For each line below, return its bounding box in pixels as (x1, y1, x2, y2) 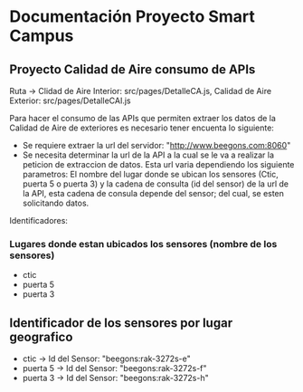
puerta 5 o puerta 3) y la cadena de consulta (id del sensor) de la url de (22, 178, 289, 189)
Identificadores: (9, 215, 68, 225)
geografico (9, 329, 73, 345)
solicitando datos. (22, 197, 90, 208)
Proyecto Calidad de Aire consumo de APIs (9, 62, 256, 77)
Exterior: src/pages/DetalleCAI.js (9, 95, 131, 106)
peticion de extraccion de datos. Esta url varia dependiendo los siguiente (22, 159, 295, 169)
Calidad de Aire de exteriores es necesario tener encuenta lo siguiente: (9, 122, 274, 133)
